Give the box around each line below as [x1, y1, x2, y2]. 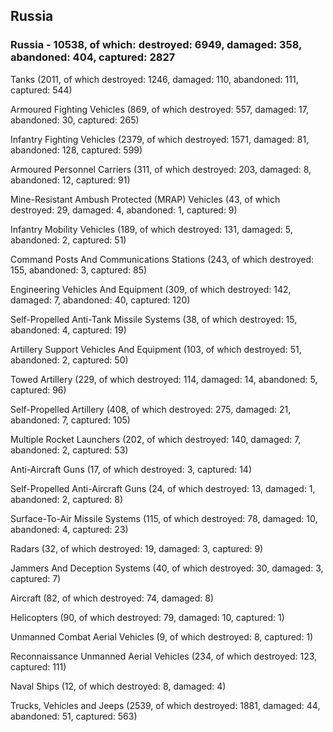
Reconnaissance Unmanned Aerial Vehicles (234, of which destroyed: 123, [10, 650, 318, 662]
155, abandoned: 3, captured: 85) [10, 264, 148, 276]
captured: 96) [10, 384, 67, 396]
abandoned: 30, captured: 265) [10, 114, 140, 126]
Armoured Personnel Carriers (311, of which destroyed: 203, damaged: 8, [10, 163, 312, 175]
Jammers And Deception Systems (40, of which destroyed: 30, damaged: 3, [10, 562, 324, 574]
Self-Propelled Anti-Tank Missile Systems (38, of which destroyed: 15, [10, 313, 298, 325]
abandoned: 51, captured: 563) [10, 710, 138, 722]
